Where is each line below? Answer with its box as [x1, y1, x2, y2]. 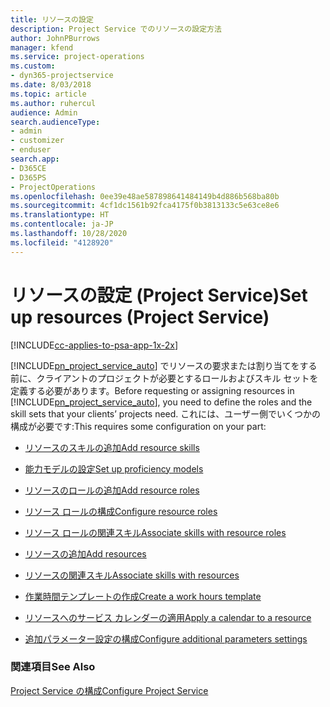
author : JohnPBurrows [10, 33, 101, 43]
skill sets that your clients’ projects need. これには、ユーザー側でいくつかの [10, 407, 322, 420]
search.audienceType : [10, 117, 101, 127]
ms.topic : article [10, 89, 87, 99]
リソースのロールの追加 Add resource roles [24, 484, 200, 496]
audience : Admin [10, 107, 78, 118]
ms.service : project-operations [10, 52, 145, 62]
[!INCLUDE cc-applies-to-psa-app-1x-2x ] [10, 339, 179, 351]
